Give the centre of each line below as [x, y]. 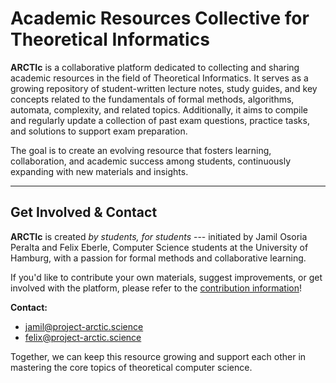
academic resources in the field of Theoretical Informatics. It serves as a [159, 78]
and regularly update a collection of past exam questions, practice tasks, [160, 120]
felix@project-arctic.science [83, 337]
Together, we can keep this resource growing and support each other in [158, 356]
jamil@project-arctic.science [84, 326]
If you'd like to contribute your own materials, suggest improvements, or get [166, 277]
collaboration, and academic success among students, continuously [151, 161]
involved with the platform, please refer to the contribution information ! [156, 288]
